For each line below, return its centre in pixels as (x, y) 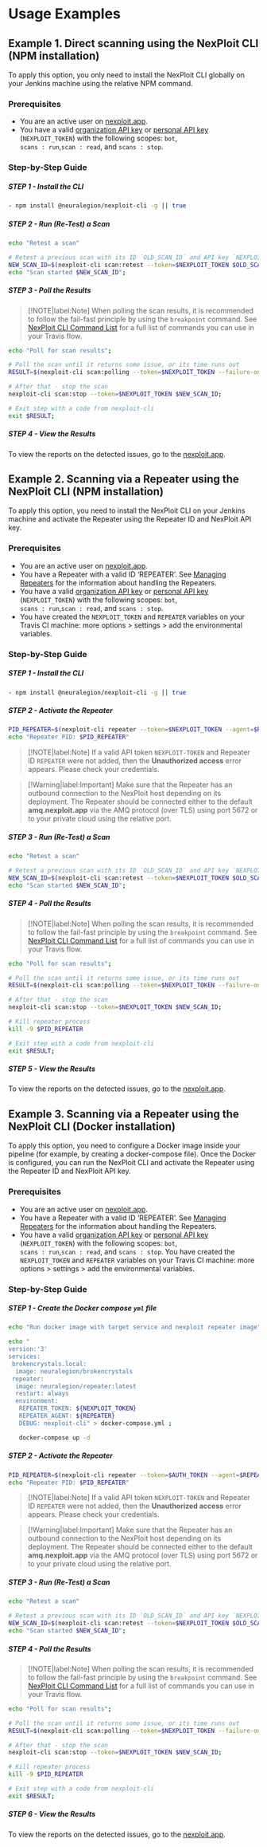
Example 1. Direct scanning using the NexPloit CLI (133, 43)
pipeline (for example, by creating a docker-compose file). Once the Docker (132, 1154)
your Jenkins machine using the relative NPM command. (101, 83)
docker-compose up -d (54, 1437)
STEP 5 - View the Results (52, 1069)
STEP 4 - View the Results (52, 434)
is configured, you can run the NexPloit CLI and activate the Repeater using (132, 1163)
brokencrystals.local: (49, 1364)
